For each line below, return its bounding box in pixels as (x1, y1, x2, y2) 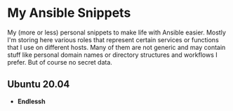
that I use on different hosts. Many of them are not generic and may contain (7, 43, 226, 51)
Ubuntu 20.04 (7, 79, 70, 91)
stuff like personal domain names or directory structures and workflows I (7, 51, 218, 59)
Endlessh (17, 97, 46, 105)
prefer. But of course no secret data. (7, 58, 112, 66)
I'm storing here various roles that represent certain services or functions (7, 35, 219, 44)
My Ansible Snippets (7, 5, 131, 21)
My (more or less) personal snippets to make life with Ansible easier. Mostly (7, 28, 227, 37)
